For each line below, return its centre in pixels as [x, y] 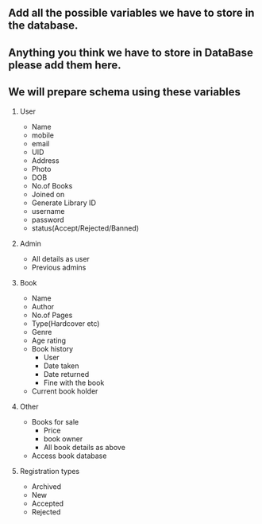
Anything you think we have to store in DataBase [131, 52]
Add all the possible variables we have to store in [131, 13]
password [48, 219]
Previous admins [59, 267]
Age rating [48, 340]
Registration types [50, 471]
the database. [43, 26]
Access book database [69, 456]
